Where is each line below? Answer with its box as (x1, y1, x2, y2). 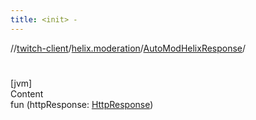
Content (10, 87, 44, 100)
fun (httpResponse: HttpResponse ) (10, 98, 154, 110)
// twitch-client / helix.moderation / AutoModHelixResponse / (10, 42, 247, 54)
